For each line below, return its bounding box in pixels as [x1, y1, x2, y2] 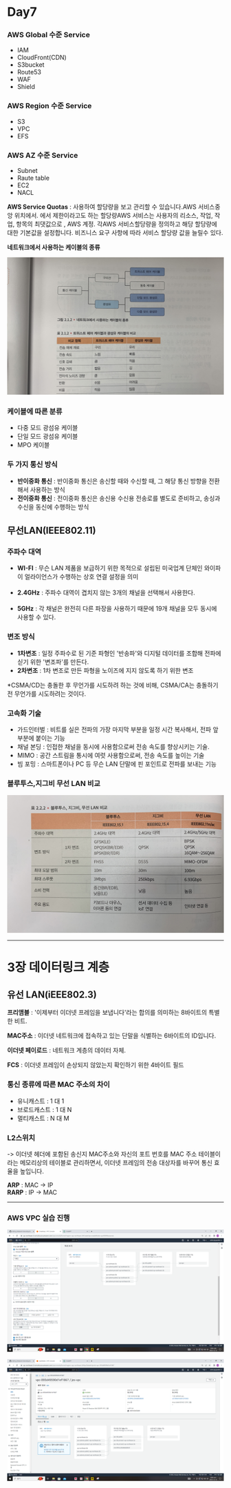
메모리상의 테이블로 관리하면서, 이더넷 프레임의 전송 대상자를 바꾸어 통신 [19, 1159, 213, 1167]
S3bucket [16, 61, 45, 69]
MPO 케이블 [16, 441, 50, 449]
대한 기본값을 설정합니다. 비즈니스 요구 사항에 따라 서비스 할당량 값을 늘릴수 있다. [7, 229, 223, 237]
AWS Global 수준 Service [7, 30, 91, 40]
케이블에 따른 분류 [7, 406, 63, 416]
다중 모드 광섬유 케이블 [16, 424, 78, 432]
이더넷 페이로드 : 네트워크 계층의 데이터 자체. [7, 1046, 126, 1055]
